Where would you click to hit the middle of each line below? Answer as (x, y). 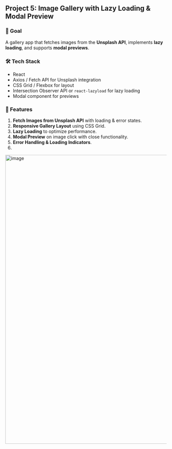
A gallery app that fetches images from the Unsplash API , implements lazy (84, 42)
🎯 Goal (14, 31)
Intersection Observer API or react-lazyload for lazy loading (76, 90)
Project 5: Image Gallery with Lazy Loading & (78, 8)
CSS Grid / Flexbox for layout (43, 85)
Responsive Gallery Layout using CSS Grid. (59, 126)
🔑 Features (19, 109)
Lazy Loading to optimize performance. (55, 131)
